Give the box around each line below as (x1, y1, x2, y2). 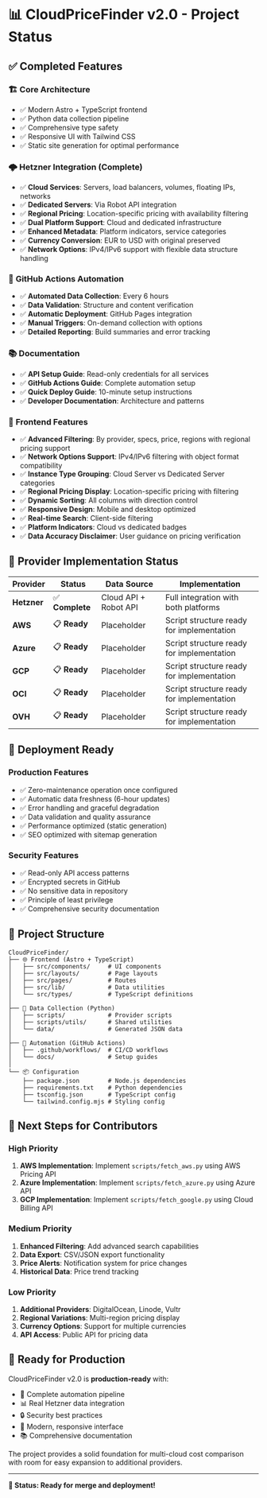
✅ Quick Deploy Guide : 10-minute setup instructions (19, 386, 192, 397)
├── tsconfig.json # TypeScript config (22, 1090, 176, 1099)
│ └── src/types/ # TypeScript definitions (8, 990, 194, 998)
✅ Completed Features (8, 60, 123, 73)
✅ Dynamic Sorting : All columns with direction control (19, 495, 199, 505)
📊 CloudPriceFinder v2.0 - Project (8, 6, 240, 24)
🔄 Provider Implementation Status (8, 555, 179, 569)
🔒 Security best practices (19, 1410, 103, 1419)
